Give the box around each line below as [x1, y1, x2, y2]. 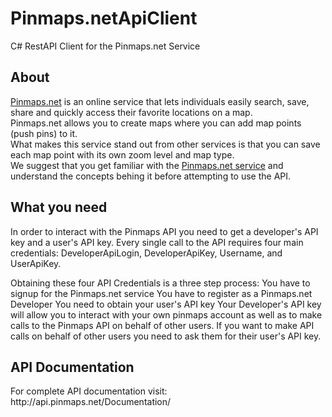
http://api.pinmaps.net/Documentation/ [10, 396, 172, 408]
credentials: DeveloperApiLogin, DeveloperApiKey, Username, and [10, 247, 283, 259]
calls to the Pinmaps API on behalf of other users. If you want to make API [10, 319, 315, 331]
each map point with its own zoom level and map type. [10, 148, 235, 161]
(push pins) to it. [10, 127, 78, 139]
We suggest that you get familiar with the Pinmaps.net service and [10, 159, 284, 171]
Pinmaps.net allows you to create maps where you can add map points [10, 117, 302, 129]
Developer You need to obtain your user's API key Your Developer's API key [10, 298, 322, 310]
